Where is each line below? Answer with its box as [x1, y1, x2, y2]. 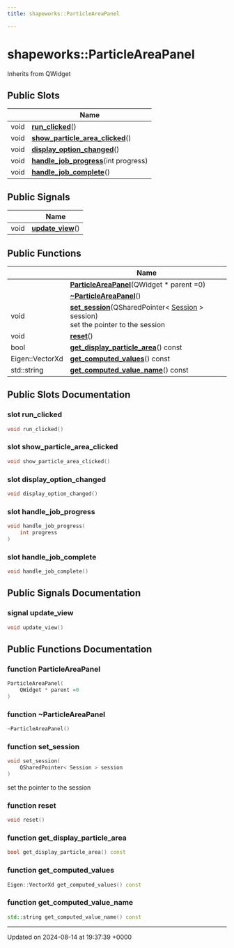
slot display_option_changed [7, 474, 107, 484]
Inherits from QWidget [7, 69, 71, 77]
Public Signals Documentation [7, 587, 141, 599]
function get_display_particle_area [7, 833, 127, 843]
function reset [7, 800, 56, 810]
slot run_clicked [7, 409, 63, 419]
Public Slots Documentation [7, 389, 131, 401]
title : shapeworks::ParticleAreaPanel [7, 10, 120, 17]
